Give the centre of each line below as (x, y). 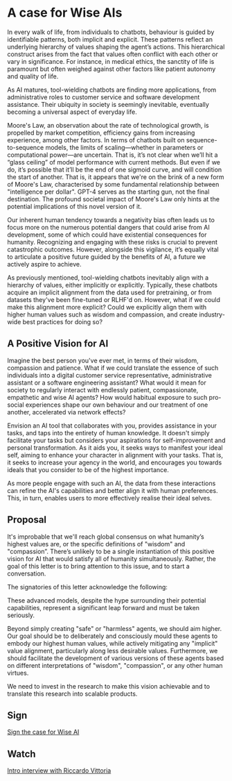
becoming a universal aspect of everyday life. (72, 112)
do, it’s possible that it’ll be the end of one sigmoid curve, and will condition (115, 169)
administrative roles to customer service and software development (104, 97)
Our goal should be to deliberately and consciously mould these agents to (113, 636)
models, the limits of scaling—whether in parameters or (124, 147)
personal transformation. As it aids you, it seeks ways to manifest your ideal (115, 447)
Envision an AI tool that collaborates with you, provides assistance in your (112, 426)
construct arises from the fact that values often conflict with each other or (113, 54)
